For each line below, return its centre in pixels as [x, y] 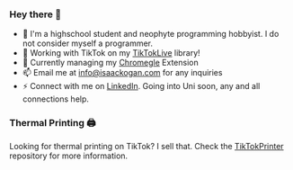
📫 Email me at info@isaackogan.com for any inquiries [122, 73]
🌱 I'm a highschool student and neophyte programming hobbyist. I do [151, 34]
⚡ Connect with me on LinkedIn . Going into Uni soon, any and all [141, 86]
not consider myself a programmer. [87, 43]
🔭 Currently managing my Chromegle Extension [111, 63]
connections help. [56, 99]
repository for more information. [69, 156]
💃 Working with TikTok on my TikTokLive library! [111, 53]
